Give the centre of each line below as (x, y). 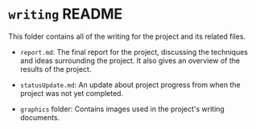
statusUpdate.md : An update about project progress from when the (130, 85)
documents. (40, 117)
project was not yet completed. (71, 93)
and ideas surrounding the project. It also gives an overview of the (130, 60)
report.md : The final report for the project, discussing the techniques (134, 52)
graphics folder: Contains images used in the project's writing (122, 109)
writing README (66, 14)
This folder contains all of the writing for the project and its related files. (127, 36)
